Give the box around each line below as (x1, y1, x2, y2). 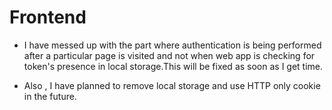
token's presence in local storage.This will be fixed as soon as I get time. (23, 60, 324, 72)
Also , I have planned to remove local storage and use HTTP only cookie (23, 79, 321, 91)
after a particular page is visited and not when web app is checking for (23, 49, 316, 61)
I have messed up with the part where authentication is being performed (23, 39, 322, 51)
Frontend (9, 6, 87, 29)
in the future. (23, 90, 77, 102)
